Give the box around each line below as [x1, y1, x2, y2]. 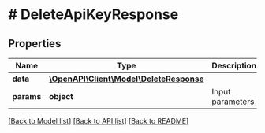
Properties [8, 37, 62, 50]
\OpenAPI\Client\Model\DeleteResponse [48, 73, 204, 84]
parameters [211, 96, 255, 107]
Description [211, 61, 257, 71]
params [12, 91, 42, 102]
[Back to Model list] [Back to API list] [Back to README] [8, 116, 189, 125]
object [48, 91, 73, 102]
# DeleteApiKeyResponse [8, 6, 179, 24]
